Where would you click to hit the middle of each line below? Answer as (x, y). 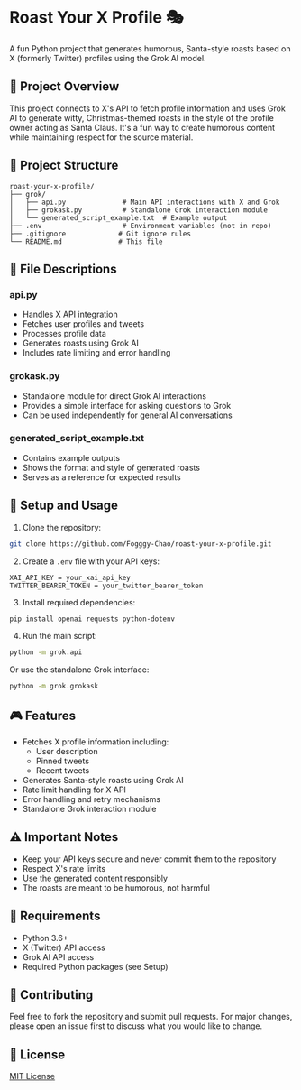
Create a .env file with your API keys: (91, 561)
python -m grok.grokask (54, 687)
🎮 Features (43, 715)
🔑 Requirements (55, 916)
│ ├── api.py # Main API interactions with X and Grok (145, 202)
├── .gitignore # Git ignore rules (100, 234)
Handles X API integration (70, 314)
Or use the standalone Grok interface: (79, 670)
